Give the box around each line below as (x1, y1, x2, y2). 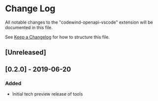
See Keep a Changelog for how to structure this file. (5, 34, 110, 40)
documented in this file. (5, 24, 53, 30)
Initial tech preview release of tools (12, 91, 83, 97)
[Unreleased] (5, 48, 47, 57)
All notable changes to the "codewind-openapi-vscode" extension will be (5, 19, 153, 25)
